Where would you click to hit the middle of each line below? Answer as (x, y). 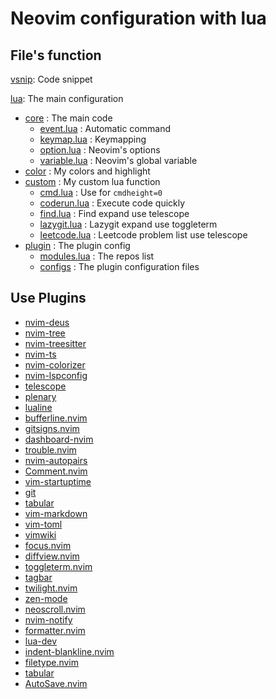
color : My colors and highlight (87, 171)
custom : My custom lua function (92, 181)
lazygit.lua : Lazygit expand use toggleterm (128, 224)
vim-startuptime (58, 481)
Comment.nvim (56, 471)
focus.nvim (48, 545)
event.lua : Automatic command (105, 128)
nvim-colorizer (55, 364)
